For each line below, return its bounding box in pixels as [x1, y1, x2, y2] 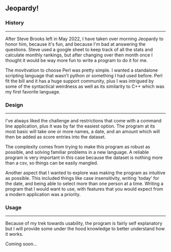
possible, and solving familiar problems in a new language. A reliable [5, 149, 149, 155]
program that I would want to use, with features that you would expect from [5, 185, 164, 192]
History [5, 19, 24, 26]
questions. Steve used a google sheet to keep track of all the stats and [5, 46, 153, 52]
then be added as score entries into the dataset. [5, 134, 106, 140]
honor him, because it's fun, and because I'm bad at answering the [5, 41, 146, 47]
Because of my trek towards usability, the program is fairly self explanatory [5, 220, 163, 227]
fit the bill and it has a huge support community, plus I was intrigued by [5, 78, 154, 84]
